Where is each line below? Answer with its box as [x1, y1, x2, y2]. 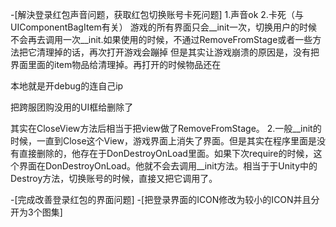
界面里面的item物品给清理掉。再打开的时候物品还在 [10, 59, 222, 70]
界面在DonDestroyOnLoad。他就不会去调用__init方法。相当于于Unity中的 [18, 160, 318, 172]
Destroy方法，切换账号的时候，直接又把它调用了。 [10, 173, 218, 184]
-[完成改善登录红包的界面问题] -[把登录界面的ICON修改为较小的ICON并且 [10, 194, 312, 205]
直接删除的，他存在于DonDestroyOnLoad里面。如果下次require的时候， [18, 148, 314, 159]
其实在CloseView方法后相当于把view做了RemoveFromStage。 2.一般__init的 [10, 123, 322, 134]
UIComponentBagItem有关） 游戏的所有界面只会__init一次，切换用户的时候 [10, 21, 318, 33]
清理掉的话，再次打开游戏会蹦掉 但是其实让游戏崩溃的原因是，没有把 [36, 46, 320, 58]
